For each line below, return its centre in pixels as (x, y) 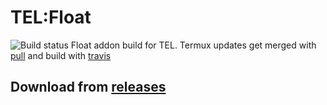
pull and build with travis (61, 55)
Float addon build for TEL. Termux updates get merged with (193, 45)
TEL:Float (51, 17)
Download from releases (88, 87)
